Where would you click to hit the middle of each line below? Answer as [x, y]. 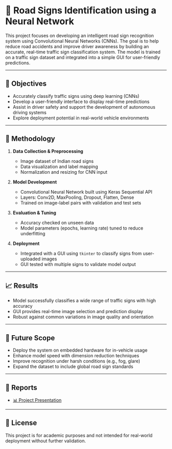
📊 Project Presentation [37, 400]
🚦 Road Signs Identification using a [81, 11]
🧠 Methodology [30, 139]
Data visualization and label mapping [59, 167]
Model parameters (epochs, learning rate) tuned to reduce [82, 228]
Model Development [35, 182]
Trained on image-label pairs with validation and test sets [81, 202]
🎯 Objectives [26, 84]
